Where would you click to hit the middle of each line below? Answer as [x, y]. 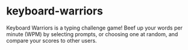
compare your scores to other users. [52, 40]
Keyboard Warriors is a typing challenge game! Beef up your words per [94, 28]
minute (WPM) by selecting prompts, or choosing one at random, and [92, 34]
